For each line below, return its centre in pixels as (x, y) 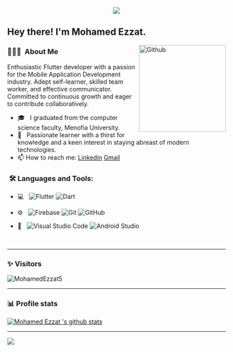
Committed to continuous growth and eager (70, 96)
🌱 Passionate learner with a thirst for (71, 134)
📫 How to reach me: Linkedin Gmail (68, 157)
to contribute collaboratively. (48, 103)
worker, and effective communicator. (60, 89)
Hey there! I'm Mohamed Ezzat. (77, 32)
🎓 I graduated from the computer (67, 117)
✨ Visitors (25, 263)
